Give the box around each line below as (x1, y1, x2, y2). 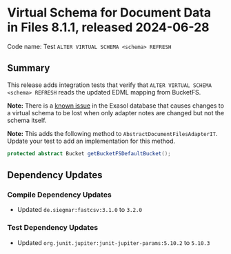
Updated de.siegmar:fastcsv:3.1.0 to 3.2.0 (17, 206, 143, 214)
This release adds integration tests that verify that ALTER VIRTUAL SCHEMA (7, 81, 212, 89)
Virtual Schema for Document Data (7, 5, 212, 21)
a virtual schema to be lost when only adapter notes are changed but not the (7, 108, 225, 117)
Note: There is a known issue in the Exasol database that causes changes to (7, 101, 224, 110)
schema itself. (7, 116, 47, 124)
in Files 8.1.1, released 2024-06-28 (7, 19, 210, 35)
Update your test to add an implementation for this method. (7, 137, 176, 145)
